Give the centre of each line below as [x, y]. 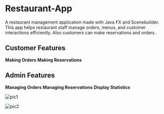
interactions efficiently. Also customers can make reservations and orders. [81, 32]
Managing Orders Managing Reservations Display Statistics [68, 87]
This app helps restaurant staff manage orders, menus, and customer [76, 27]
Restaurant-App [39, 9]
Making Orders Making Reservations [44, 60]
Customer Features [35, 48]
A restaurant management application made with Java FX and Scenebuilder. [82, 22]
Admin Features [30, 75]
